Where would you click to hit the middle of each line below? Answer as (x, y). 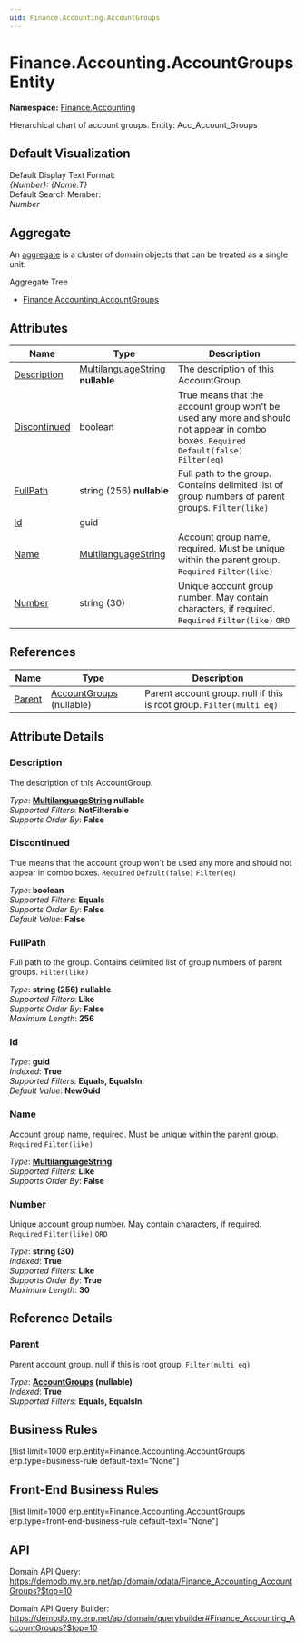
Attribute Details (57, 737)
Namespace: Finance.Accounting (73, 107)
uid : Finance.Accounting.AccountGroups (85, 18)
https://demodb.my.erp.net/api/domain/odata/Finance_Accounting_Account (151, 1581)
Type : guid (30, 1062)
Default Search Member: (55, 194)
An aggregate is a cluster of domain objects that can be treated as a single (149, 254)
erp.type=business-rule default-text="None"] (94, 1461)
